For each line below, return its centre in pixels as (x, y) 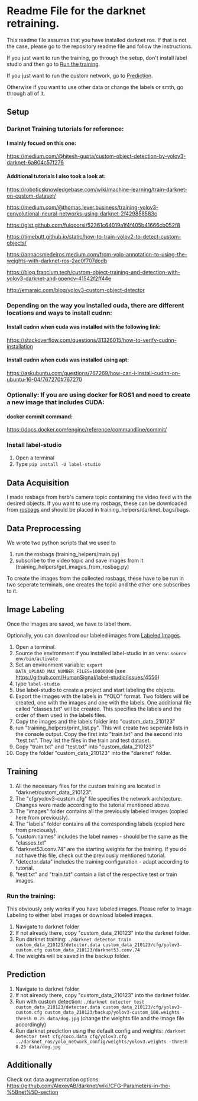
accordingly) (31, 1024)
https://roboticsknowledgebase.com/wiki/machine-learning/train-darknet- (97, 189)
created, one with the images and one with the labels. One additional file (103, 702)
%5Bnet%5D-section (33, 1092)
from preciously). (36, 830)
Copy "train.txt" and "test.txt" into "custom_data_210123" (85, 747)
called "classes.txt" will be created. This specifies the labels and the (98, 709)
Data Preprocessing (44, 529)
